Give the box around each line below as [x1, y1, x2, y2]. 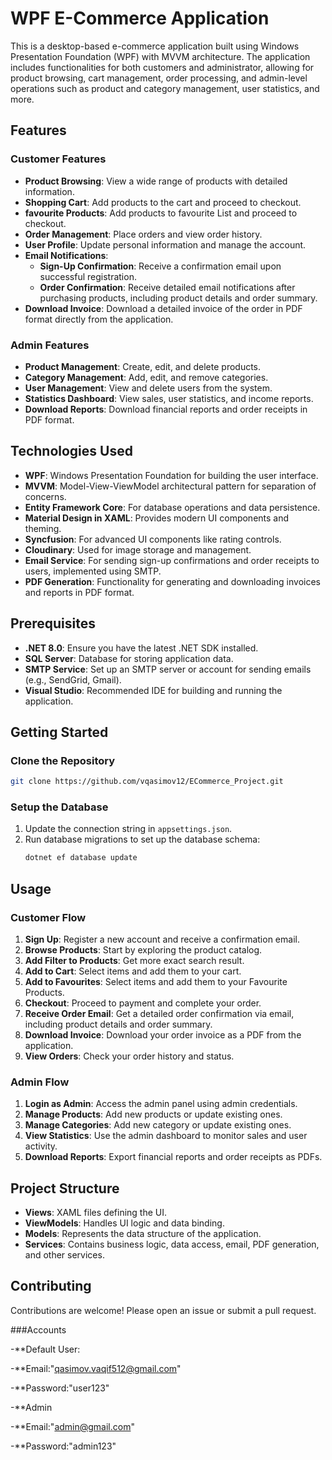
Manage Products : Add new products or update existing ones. [24, 1108, 283, 1121]
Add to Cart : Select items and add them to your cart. [24, 965, 242, 977]
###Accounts [10, 1323, 67, 1336]
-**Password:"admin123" [10, 1440, 117, 1452]
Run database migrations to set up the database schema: [24, 833, 261, 846]
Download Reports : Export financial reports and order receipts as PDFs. [24, 1151, 323, 1163]
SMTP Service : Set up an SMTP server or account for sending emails [24, 663, 312, 675]
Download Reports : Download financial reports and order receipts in [24, 403, 308, 415]
